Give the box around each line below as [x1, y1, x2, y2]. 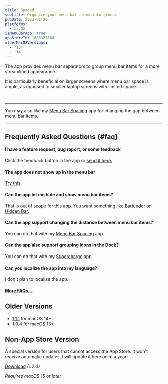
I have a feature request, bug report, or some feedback [5, 146, 121, 152]
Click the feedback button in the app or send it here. [5, 158, 112, 164]
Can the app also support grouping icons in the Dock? [5, 242, 119, 248]
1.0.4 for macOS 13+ [12, 321, 54, 327]
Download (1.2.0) [5, 363, 40, 369]
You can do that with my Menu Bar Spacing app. [5, 230, 105, 236]
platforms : [5, 21, 28, 27]
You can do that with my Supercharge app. [5, 253, 93, 259]
